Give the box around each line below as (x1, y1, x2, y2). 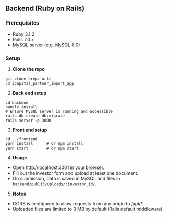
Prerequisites (5, 19, 39, 27)
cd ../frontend (5, 136, 38, 142)
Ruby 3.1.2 (12, 31, 35, 37)
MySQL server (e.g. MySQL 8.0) (12, 42, 80, 48)
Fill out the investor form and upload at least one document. (12, 170, 139, 176)
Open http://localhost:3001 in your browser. (12, 164, 105, 171)
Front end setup (12, 127, 47, 133)
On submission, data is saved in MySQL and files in (12, 175, 120, 181)
